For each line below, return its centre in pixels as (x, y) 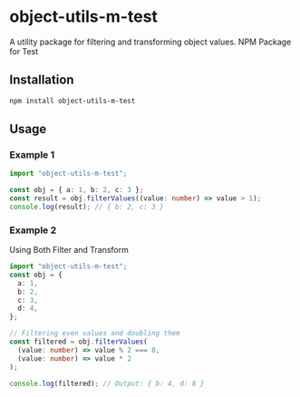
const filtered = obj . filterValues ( (78, 342)
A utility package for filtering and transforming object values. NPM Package (150, 42)
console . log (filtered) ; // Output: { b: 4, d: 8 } (107, 383)
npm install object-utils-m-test (73, 101)
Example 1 (32, 154)
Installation (42, 80)
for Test (24, 51)
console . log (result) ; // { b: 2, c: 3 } (87, 207)
